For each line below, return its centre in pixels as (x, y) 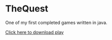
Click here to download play (35, 32)
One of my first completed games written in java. (57, 22)
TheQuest (27, 9)
